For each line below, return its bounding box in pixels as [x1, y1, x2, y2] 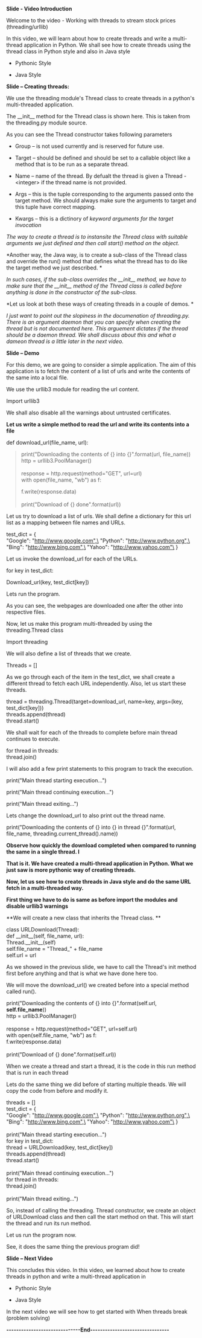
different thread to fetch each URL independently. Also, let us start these [6, 680, 186, 687]
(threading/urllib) [6, 24, 48, 30]
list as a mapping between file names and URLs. [6, 519, 125, 526]
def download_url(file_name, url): [6, 439, 89, 446]
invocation [14, 222, 42, 228]
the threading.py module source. [6, 119, 87, 126]
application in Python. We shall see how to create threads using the [24, 42, 191, 48]
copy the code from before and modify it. [6, 1087, 109, 1094]
